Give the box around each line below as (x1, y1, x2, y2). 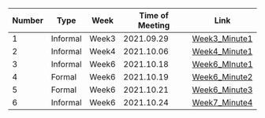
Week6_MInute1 (192, 59, 253, 69)
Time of (139, 10, 170, 20)
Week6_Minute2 (192, 72, 253, 82)
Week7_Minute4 (192, 98, 253, 108)
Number (12, 15, 43, 26)
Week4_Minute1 (192, 46, 253, 57)
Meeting (137, 20, 170, 31)
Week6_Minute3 (192, 84, 253, 95)
